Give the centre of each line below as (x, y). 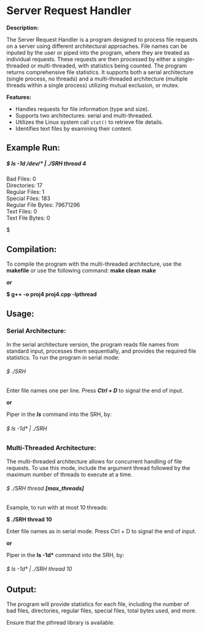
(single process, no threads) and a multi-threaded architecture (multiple (97, 79)
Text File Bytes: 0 (28, 218)
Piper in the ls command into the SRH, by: (59, 414)
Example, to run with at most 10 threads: (57, 507)
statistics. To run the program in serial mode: (63, 357)
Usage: (21, 314)
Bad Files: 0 (21, 179)
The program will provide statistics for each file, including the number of (98, 604)
